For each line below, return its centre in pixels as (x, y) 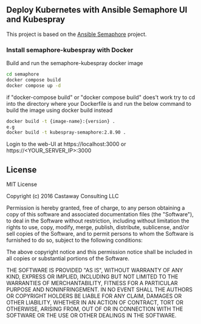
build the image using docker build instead (60, 110)
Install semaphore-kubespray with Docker (70, 50)
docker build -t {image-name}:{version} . (61, 121)
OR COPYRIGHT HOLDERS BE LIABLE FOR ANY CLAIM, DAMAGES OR (94, 296)
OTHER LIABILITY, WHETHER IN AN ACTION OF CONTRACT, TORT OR (95, 303)
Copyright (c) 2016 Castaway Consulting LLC (63, 196)
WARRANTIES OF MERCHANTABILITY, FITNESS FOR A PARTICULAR (92, 283)
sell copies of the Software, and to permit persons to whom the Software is (100, 234)
